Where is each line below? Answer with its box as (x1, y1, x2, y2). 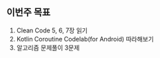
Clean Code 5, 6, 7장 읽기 (16, 26, 88, 35)
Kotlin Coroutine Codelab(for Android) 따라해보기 (16, 35, 154, 43)
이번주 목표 (6, 6, 51, 19)
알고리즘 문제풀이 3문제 (16, 43, 80, 52)
